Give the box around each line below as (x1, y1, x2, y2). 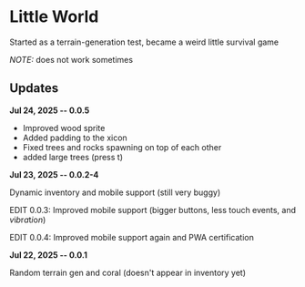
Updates (9, 80, 59, 97)
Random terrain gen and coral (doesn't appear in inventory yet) (9, 267, 247, 278)
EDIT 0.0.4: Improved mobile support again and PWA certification (9, 231, 255, 242)
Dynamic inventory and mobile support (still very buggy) (9, 187, 221, 198)
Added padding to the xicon (22, 132, 127, 143)
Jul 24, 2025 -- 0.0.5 (9, 105, 90, 116)
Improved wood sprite (22, 122, 106, 133)
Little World (9, 6, 99, 27)
